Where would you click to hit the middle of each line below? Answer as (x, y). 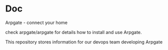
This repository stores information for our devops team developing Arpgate (84, 42)
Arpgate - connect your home (36, 22)
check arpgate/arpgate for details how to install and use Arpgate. (74, 32)
